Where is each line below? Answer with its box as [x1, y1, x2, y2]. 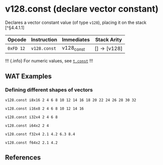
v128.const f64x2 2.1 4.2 [5, 140, 58, 145]
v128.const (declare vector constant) [5, 3, 159, 15]
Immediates [61, 36, 90, 43]
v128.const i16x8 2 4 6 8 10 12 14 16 [5, 106, 84, 111]
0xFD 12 [7, 45, 25, 51]
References [5, 153, 41, 162]
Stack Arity [95, 36, 122, 43]
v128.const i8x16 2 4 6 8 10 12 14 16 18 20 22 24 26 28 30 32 [5, 97, 137, 103]
